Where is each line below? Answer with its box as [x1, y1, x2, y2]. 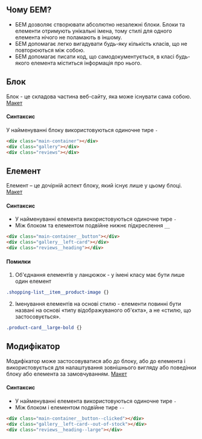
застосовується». [14, 313, 61, 320]
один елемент [14, 277, 52, 285]
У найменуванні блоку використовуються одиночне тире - [6, 126, 158, 133]
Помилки [6, 257, 31, 265]
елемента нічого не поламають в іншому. [14, 33, 122, 41]
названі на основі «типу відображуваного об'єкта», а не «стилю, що [14, 307, 192, 314]
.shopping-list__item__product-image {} [6, 289, 110, 295]
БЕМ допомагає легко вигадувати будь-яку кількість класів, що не [14, 40, 188, 47]
